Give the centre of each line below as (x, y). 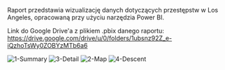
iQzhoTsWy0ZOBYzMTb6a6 (48, 45)
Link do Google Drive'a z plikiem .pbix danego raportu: (86, 31)
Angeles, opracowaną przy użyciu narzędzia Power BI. (86, 17)
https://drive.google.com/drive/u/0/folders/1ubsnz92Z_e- (90, 38)
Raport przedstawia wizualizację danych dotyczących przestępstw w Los (113, 10)
